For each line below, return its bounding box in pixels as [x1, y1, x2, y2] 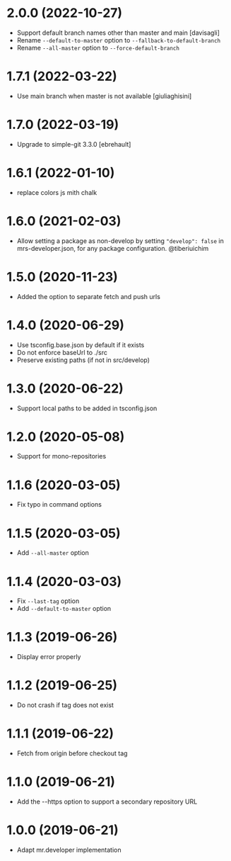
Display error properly [16, 653, 81, 661]
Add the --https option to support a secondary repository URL [16, 797, 198, 806]
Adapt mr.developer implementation [16, 845, 122, 854]
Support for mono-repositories [16, 452, 107, 461]
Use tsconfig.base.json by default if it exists [16, 340, 145, 349]
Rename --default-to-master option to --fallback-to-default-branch [16, 35, 221, 44]
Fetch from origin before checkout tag [16, 749, 128, 758]
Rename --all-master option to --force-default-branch [16, 43, 179, 52]
